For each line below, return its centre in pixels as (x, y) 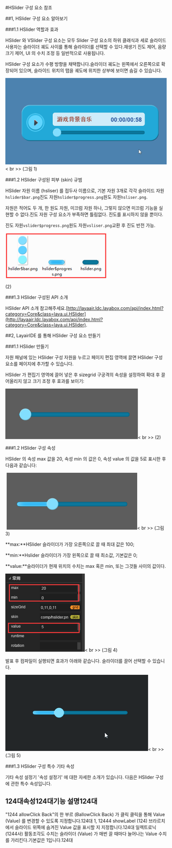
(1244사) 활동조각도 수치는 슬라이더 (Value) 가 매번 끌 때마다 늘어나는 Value (81, 834)
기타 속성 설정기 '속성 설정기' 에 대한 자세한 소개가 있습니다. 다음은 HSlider (80, 777)
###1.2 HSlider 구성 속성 (30, 448)
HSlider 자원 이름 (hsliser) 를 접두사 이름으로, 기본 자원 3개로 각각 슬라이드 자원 (85, 190)
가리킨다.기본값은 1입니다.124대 (42, 840)
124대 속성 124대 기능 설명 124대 (51, 801)
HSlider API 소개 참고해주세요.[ (37, 308)
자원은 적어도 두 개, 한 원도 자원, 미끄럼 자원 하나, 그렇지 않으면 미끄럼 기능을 (81, 208)
